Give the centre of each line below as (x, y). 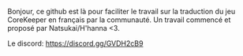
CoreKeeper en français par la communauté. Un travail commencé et (119, 20)
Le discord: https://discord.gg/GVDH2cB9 (75, 43)
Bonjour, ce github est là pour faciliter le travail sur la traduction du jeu (121, 11)
